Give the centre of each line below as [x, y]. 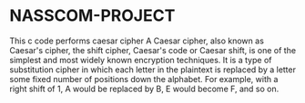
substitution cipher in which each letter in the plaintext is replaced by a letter [152, 70]
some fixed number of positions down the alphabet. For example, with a [144, 79]
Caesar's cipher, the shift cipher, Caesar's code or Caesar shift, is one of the [153, 50]
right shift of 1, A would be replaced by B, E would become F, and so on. [144, 89]
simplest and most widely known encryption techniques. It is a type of [141, 60]
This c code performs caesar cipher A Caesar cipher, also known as [137, 41]
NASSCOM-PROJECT [92, 16]
